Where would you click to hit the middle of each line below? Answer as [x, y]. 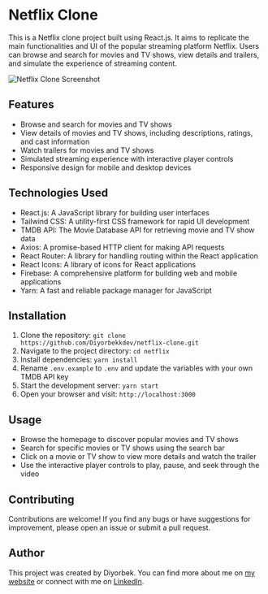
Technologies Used [58, 193]
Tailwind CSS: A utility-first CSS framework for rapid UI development [135, 221]
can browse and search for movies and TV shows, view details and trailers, [134, 54]
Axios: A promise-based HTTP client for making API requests [122, 247]
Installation [37, 316]
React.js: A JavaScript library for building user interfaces [115, 212]
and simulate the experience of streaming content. [93, 63]
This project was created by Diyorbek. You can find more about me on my [132, 572]
